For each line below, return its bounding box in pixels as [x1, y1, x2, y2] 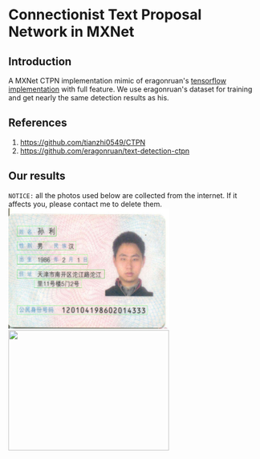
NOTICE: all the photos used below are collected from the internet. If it [8, 190, 238, 200]
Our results [8, 169, 66, 183]
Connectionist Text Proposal [8, 6, 202, 24]
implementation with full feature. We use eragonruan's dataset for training [8, 84, 253, 94]
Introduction [8, 55, 72, 68]
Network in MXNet [8, 22, 135, 41]
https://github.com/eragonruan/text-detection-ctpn [19, 146, 190, 156]
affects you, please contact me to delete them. [8, 199, 163, 209]
